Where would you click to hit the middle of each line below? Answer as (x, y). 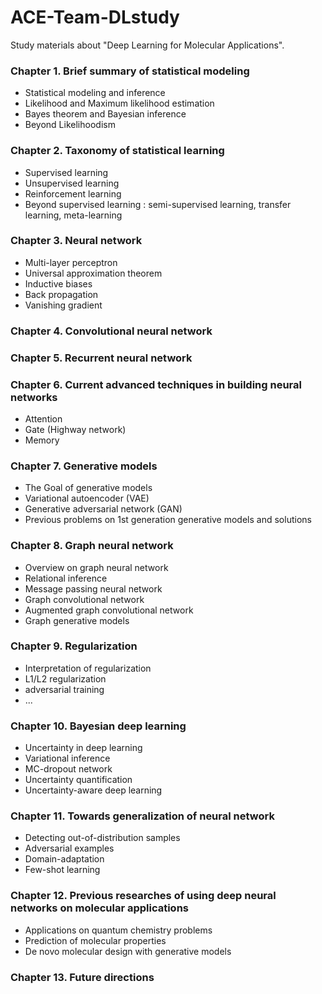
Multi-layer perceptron (71, 262)
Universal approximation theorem (93, 273)
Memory (42, 440)
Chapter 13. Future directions (82, 977)
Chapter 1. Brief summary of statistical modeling (130, 71)
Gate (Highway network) (75, 429)
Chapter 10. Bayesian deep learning (98, 726)
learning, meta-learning (73, 215)
